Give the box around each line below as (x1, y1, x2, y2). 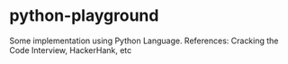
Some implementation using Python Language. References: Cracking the (9, 35, 279, 46)
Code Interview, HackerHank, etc (9, 44, 132, 55)
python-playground (9, 5, 159, 26)
